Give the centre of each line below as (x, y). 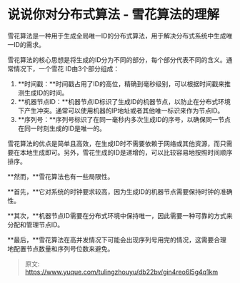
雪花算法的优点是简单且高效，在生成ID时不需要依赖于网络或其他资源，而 (114, 143)
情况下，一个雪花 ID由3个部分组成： (66, 68)
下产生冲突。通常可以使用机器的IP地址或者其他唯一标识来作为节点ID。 (121, 110)
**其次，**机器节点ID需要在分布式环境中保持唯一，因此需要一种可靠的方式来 (120, 215)
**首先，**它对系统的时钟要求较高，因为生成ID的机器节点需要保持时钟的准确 (120, 191)
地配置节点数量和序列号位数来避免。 (61, 248)
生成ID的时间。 (46, 93)
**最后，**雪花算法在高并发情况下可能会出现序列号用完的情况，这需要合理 (117, 240)
